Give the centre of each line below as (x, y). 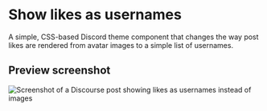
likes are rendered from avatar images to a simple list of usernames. (121, 45)
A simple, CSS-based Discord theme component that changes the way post (133, 37)
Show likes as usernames (95, 15)
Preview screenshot (60, 71)
